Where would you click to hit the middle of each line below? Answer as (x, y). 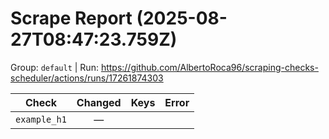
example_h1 (41, 119)
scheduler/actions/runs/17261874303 (87, 78)
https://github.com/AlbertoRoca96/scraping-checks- (209, 67)
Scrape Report (71, 18)
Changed (99, 102)
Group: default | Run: (54, 67)
